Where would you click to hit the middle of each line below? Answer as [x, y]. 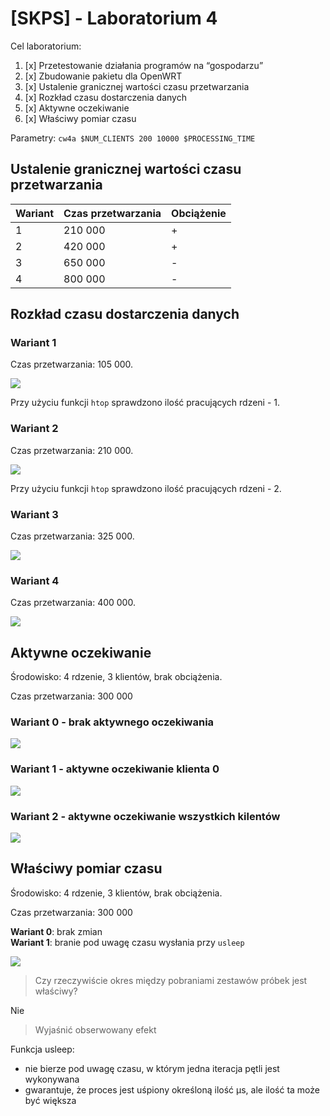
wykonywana [52, 1079]
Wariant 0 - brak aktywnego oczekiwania [112, 722]
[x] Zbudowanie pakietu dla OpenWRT [103, 76]
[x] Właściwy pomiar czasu [80, 118]
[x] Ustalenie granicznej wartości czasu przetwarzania [137, 86]
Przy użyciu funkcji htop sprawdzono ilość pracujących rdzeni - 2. [146, 488]
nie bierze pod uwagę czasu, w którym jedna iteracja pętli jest [152, 1068]
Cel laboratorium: [46, 46]
